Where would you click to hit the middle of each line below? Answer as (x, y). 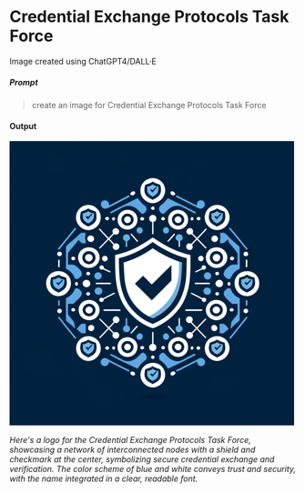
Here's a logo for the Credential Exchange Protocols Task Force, (131, 440)
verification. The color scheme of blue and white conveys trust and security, (153, 469)
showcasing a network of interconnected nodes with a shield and (132, 450)
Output (23, 126)
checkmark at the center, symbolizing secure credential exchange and (142, 459)
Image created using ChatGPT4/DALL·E (83, 61)
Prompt (24, 82)
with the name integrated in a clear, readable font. (104, 478)
